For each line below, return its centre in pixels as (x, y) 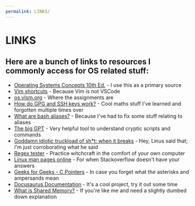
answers (24, 165)
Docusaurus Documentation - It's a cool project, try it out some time (96, 184)
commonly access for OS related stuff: (77, 71)
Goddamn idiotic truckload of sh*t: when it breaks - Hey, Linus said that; (101, 141)
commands (27, 134)
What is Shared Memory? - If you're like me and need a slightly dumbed (100, 190)
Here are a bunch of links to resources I (78, 62)
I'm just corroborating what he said (56, 147)
